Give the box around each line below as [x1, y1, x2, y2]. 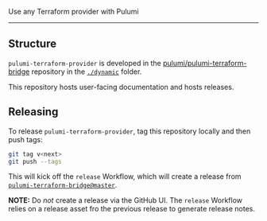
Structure [8, 37, 57, 51]
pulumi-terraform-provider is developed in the [8, 58, 161, 68]
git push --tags [8, 157, 62, 165]
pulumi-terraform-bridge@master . [8, 180, 118, 190]
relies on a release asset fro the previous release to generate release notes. [8, 204, 256, 214]
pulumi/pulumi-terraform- [162, 58, 247, 68]
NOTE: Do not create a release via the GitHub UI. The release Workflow [8, 196, 242, 205]
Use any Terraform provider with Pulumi [8, 7, 139, 16]
